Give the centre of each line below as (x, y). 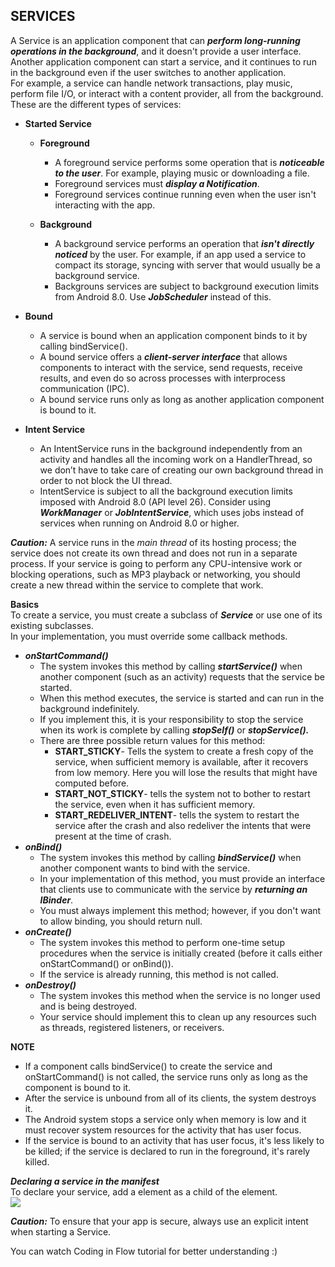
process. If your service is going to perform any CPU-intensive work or (156, 563)
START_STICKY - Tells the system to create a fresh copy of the (184, 751)
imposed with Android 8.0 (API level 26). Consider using (155, 501)
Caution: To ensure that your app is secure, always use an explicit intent (159, 1221)
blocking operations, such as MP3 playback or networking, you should (155, 574)
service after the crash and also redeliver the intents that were (183, 825)
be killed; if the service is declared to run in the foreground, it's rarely (167, 1151)
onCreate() (48, 931)
